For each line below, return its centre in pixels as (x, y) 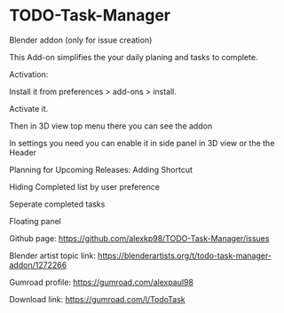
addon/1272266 (38, 265)
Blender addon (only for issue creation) (81, 40)
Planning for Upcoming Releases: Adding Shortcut (101, 169)
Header (23, 153)
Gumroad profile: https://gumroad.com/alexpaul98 (101, 282)
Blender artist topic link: (52, 255)
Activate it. (29, 108)
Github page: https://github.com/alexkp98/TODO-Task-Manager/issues (139, 238)
